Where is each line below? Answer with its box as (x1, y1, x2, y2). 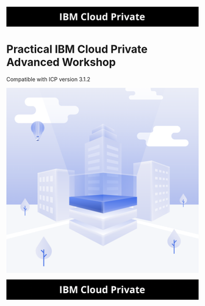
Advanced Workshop (6, 56, 116, 69)
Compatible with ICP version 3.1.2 (6, 76, 90, 83)
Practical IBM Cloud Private (6, 42, 148, 56)
